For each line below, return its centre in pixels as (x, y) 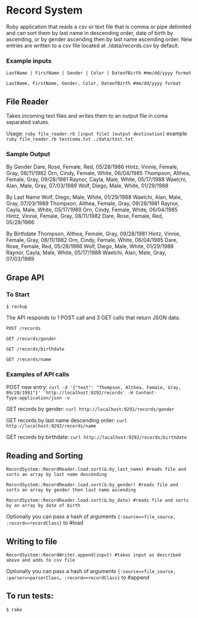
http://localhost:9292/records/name (51, 426)
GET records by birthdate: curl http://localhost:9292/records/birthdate (97, 437)
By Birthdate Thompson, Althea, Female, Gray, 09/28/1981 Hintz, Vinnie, (94, 234)
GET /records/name (29, 360)
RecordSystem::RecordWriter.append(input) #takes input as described (94, 555)
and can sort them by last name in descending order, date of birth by (90, 33)
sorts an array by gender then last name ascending (71, 490)
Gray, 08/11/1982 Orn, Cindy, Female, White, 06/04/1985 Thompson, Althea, (98, 173)
